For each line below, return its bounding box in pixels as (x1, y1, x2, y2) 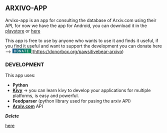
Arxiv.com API (12, 103, 43, 109)
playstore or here (5, 27, 41, 34)
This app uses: (5, 72, 36, 78)
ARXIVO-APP (5, 4, 47, 12)
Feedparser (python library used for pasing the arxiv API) (12, 98, 131, 104)
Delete (5, 113, 19, 119)
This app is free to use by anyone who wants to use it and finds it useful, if (5, 37, 158, 43)
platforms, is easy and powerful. (12, 92, 79, 99)
